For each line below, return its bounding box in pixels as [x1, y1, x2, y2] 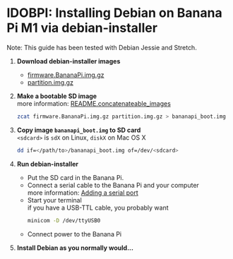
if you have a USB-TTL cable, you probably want [27, 203, 169, 212]
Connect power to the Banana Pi [27, 229, 122, 238]
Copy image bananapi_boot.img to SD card [16, 126, 141, 134]
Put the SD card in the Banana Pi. [27, 173, 124, 181]
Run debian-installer [16, 159, 79, 168]
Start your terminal [27, 195, 82, 204]
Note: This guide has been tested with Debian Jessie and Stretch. [6, 43, 197, 52]
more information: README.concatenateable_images [16, 99, 171, 107]
